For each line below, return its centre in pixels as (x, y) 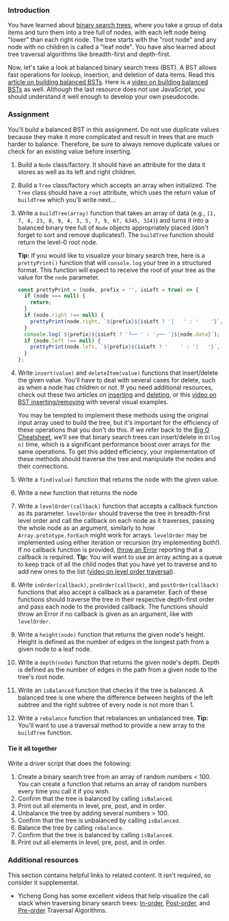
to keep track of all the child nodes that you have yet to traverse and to (117, 565)
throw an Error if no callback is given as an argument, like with (105, 614)
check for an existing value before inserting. (70, 151)
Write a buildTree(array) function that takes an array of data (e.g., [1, (117, 213)
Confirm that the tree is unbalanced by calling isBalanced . (99, 820)
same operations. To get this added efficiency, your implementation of (117, 452)
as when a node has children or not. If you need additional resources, (115, 388)
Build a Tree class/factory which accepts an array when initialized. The (117, 185)
